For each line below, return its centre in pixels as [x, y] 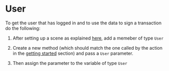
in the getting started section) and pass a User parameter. [73, 53]
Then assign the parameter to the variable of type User [70, 63]
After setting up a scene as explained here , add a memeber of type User [88, 38]
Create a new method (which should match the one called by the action [88, 48]
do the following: [23, 28]
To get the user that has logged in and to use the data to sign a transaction [83, 23]
